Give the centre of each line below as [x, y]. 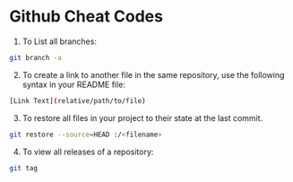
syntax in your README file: [73, 84]
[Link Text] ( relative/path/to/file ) [78, 100]
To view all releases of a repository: [88, 152]
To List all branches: [59, 41]
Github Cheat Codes [86, 17]
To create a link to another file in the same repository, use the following [153, 74]
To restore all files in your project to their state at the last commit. [142, 117]
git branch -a [36, 57]
